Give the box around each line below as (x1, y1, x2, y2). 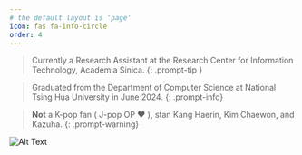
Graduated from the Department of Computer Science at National (31, 82, 277, 93)
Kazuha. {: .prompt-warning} (31, 119, 140, 130)
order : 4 (9, 30, 43, 39)
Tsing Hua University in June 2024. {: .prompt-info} (31, 92, 224, 102)
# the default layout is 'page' (9, 13, 132, 23)
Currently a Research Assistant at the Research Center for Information (31, 55, 294, 66)
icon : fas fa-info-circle (9, 22, 107, 31)
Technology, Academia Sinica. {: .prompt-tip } (31, 64, 203, 75)
